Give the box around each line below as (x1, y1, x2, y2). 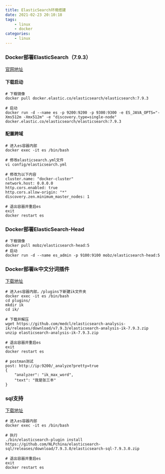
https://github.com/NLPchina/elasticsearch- (5, 442, 101, 447)
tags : (5, 17, 17, 22)
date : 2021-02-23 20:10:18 (5, 12, 62, 17)
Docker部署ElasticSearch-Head (5, 225, 85, 232)
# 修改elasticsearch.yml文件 (5, 157, 64, 163)
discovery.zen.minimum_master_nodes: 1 (5, 194, 90, 199)
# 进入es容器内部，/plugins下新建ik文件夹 (5, 289, 86, 295)
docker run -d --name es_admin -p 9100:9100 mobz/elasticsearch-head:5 (5, 253, 160, 258)
